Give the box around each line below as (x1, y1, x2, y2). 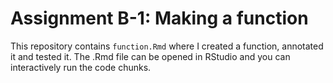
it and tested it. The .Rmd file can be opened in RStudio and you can (10, 50, 291, 62)
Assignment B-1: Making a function (10, 7, 309, 30)
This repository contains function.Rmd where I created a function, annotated (10, 40, 324, 52)
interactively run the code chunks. (10, 61, 152, 73)
